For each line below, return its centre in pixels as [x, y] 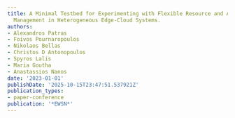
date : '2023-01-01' [36, 78]
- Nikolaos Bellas [34, 46]
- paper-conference [36, 98]
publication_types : [36, 91]
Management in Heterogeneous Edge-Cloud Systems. [87, 20]
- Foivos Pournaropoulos [43, 40]
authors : [20, 26]
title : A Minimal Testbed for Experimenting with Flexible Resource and [115, 14]
